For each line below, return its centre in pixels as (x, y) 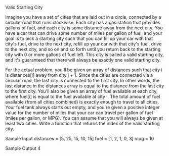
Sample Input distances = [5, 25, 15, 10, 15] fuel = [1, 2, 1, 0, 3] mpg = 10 (80, 139)
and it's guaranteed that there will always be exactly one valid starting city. (83, 60)
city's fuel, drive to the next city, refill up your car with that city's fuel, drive (83, 44)
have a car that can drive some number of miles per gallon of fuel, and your (84, 33)
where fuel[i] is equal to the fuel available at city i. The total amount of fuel (83, 96)
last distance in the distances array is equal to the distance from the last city (85, 86)
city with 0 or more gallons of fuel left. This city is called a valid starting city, (85, 55)
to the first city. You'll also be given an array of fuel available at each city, (81, 91)
